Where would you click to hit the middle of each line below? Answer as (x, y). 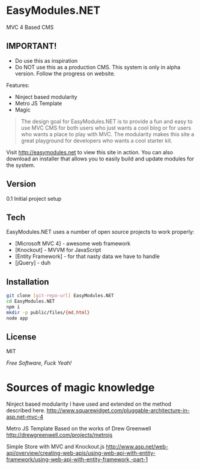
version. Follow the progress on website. (65, 74)
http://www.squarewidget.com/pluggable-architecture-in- (118, 411)
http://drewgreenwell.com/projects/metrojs (59, 435)
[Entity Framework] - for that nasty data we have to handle (87, 256)
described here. (26, 411)
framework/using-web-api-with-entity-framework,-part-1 (77, 459)
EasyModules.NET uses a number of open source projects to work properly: (100, 232)
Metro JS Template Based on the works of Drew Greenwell (79, 429)
